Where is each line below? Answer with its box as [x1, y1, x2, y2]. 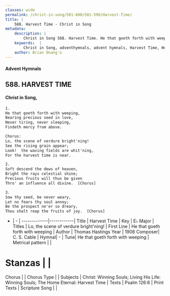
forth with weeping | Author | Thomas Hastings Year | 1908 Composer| [12, 229, 160, 235]
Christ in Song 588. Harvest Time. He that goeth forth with [23, 36, 155, 41]
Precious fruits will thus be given [5, 176, 82, 181]
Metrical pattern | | [12, 240, 52, 246]
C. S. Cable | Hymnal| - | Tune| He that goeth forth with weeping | [12, 234, 149, 240]
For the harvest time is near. [5, 153, 71, 158]
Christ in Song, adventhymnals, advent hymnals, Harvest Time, [23, 45, 159, 50]
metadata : [5, 26, 26, 31]
